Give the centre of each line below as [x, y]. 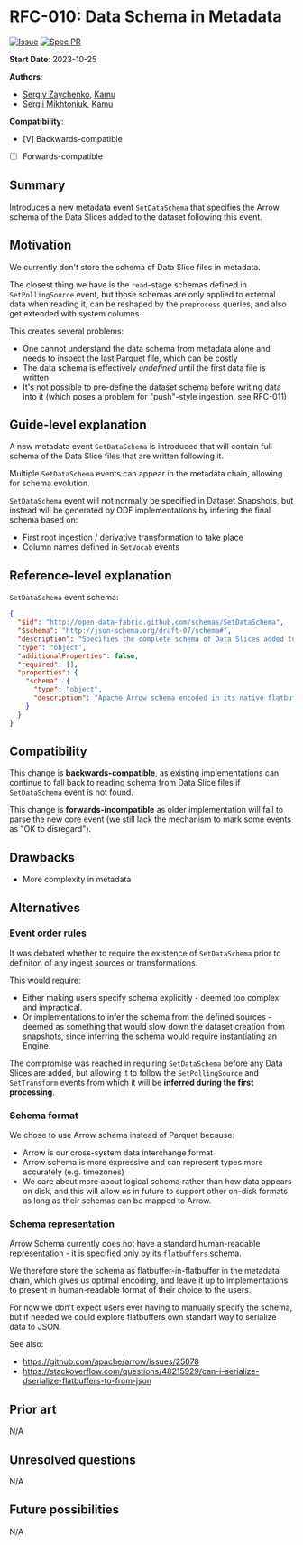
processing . [32, 1092]
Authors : [26, 76]
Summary [37, 186]
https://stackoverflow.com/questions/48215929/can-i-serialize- [141, 1371]
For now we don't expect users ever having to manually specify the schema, [151, 1307]
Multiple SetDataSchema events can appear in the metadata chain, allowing [146, 474]
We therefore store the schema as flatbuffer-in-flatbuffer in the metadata [144, 1271]
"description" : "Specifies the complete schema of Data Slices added [151, 639]
